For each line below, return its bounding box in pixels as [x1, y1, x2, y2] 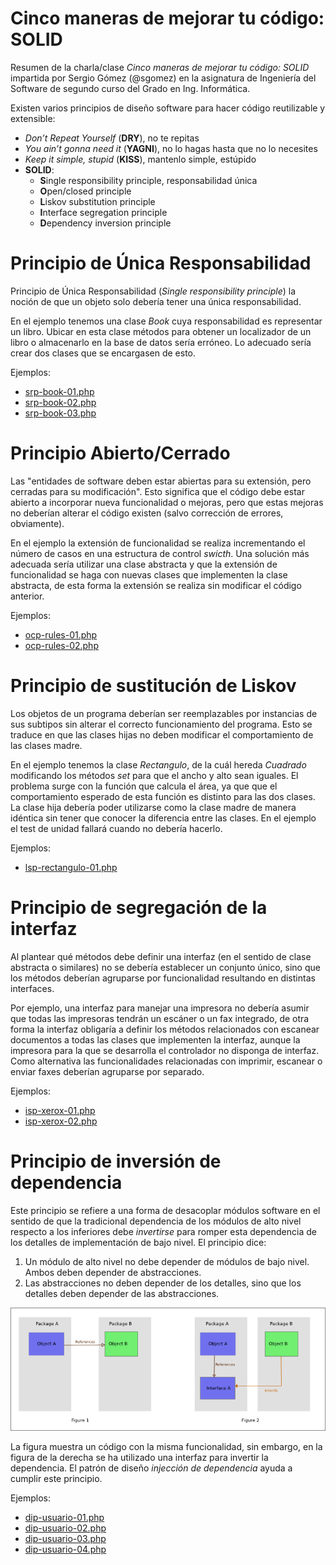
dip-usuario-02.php [24, 1522, 107, 1534]
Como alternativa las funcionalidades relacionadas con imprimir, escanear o [10, 1055, 323, 1067]
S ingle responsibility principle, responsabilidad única [39, 174, 258, 186]
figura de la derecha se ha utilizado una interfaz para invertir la [10, 1452, 269, 1464]
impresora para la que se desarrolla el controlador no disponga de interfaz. [10, 1044, 320, 1056]
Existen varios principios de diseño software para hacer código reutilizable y [10, 102, 326, 114]
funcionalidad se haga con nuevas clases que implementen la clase [10, 568, 288, 581]
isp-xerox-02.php [24, 1115, 98, 1127]
